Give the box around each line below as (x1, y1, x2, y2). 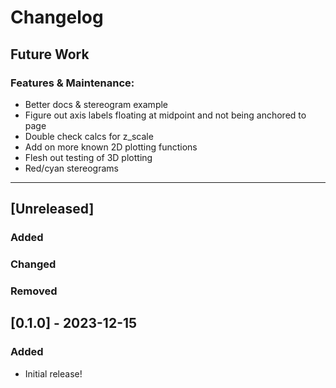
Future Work (10, 46, 90, 63)
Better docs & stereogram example (24, 98, 169, 110)
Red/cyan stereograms (24, 162, 119, 174)
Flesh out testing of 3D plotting (24, 151, 153, 163)
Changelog (10, 6, 104, 29)
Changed (10, 257, 57, 271)
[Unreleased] (10, 201, 95, 218)
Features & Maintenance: (10, 76, 135, 90)
